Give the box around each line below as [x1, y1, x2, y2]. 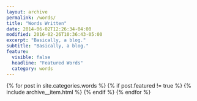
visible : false [12, 54, 51, 60]
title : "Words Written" [6, 20, 67, 26]
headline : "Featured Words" [12, 60, 84, 66]
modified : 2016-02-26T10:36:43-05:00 [6, 32, 103, 38]
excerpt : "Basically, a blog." [6, 37, 86, 43]
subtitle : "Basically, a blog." [6, 43, 89, 49]
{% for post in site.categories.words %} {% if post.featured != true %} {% [6, 82, 191, 89]
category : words [12, 65, 53, 72]
